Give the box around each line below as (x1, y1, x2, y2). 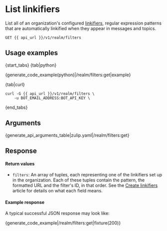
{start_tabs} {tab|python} (5, 62, 57, 68)
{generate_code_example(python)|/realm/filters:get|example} (5, 72, 131, 78)
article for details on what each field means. (12, 188, 103, 194)
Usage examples (5, 49, 58, 57)
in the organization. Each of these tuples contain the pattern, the (12, 177, 145, 183)
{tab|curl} (5, 81, 25, 87)
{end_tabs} (5, 104, 28, 110)
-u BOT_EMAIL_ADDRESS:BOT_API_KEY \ (14, 95, 91, 101)
